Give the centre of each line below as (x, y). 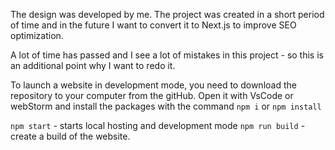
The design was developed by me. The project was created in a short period (167, 14)
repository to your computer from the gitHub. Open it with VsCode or (152, 95)
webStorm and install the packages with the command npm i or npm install (166, 106)
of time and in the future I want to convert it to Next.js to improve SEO (153, 25)
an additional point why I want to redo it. (93, 65)
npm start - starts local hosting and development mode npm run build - (158, 125)
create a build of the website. (70, 136)
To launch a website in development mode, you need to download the (153, 85)
